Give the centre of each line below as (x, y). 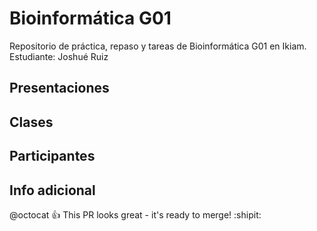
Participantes (52, 156)
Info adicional (52, 190)
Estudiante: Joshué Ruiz (59, 56)
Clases (31, 122)
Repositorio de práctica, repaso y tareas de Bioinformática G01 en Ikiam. (158, 46)
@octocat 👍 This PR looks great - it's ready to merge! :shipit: (135, 214)
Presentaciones (59, 88)
